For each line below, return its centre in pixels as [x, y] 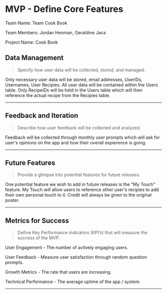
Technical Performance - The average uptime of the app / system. [73, 282]
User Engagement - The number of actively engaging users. [67, 248]
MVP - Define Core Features [64, 9]
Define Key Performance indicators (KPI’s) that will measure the [82, 233]
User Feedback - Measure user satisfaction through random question [76, 257]
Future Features [30, 163]
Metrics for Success [37, 221]
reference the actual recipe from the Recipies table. [58, 95]
